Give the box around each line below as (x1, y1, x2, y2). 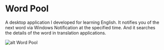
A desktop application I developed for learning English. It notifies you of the (5, 19, 160, 25)
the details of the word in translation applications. (5, 30, 106, 36)
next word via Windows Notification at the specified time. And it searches (5, 24, 156, 30)
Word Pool (5, 3, 49, 14)
